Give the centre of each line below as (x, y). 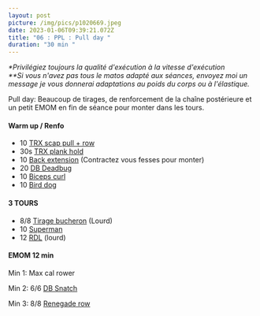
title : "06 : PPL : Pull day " (59, 37)
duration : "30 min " (42, 45)
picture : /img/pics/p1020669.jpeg (65, 23)
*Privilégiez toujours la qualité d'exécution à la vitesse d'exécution (117, 67)
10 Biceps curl (43, 177)
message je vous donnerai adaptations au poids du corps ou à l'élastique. (129, 84)
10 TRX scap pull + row (57, 143)
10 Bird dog (38, 185)
